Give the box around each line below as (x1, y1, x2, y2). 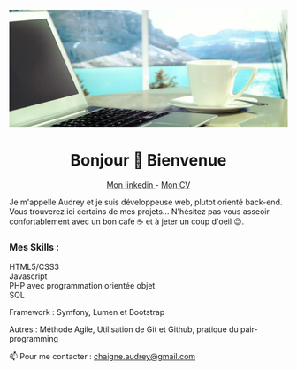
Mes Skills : (9, 241, 60, 253)
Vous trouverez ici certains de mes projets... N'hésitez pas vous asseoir (9, 205, 270, 217)
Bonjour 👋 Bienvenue (70, 150, 227, 170)
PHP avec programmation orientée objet (9, 280, 156, 290)
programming (9, 333, 59, 343)
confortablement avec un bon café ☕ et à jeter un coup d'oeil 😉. (9, 216, 245, 227)
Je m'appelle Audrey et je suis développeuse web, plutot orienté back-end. (9, 197, 283, 207)
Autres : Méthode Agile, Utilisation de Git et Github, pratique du (9, 324, 239, 335)
